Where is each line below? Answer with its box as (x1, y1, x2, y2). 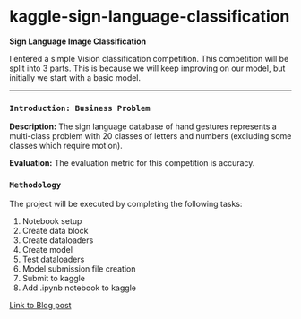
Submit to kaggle (21, 272, 85, 283)
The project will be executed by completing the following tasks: (9, 198, 243, 209)
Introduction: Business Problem (9, 103, 150, 113)
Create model (21, 244, 73, 254)
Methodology (9, 180, 62, 190)
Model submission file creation (21, 263, 136, 274)
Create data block (21, 225, 89, 236)
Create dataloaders (21, 235, 94, 246)
